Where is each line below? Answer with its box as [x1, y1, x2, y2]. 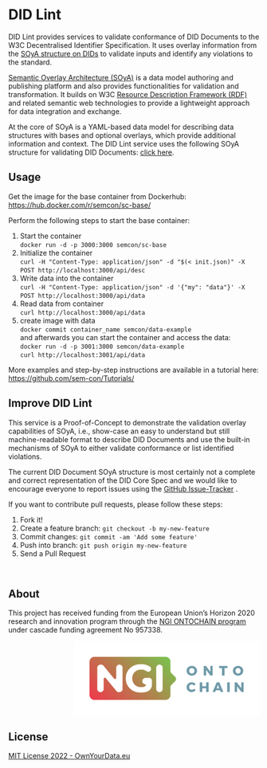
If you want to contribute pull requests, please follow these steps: [8, 500, 223, 509]
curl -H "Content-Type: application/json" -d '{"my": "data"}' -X [19, 283, 245, 292]
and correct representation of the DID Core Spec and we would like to [8, 476, 238, 485]
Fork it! [19, 515, 44, 524]
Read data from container [19, 299, 104, 308]
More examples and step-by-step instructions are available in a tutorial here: [8, 365, 259, 374]
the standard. [8, 57, 53, 67]
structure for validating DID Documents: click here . [8, 147, 175, 157]
